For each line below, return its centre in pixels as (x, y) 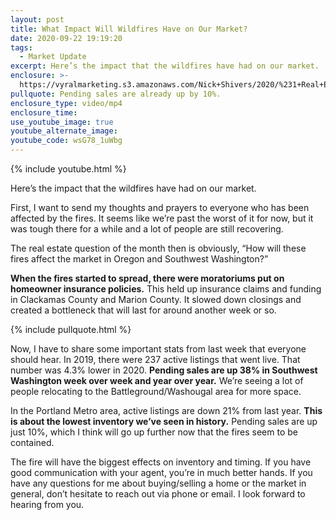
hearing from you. (47, 504)
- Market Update (53, 57)
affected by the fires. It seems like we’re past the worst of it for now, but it (162, 218)
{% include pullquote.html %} (71, 329)
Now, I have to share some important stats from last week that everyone (158, 349)
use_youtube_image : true (62, 122)
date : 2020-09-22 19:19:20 (66, 38)
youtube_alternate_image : (64, 131)
